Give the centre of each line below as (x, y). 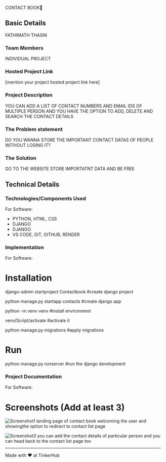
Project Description (29, 95)
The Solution (21, 158)
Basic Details (25, 23)
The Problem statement (34, 129)
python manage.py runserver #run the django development (65, 364)
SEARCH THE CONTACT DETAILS (39, 116)
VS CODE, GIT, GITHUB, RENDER (46, 234)
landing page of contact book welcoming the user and (91, 421)
